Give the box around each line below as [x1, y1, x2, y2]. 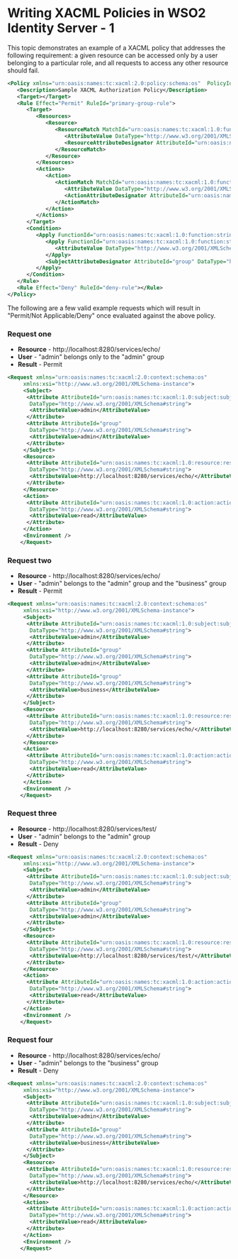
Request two [7, 555, 52, 565]
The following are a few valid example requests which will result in [7, 304, 200, 312]
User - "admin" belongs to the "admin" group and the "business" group [17, 579, 227, 588]
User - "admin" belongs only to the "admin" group [17, 353, 165, 361]
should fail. [7, 66, 40, 74]
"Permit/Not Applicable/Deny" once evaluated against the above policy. [7, 311, 216, 320]
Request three [7, 809, 57, 819]
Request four [7, 1035, 53, 1045]
